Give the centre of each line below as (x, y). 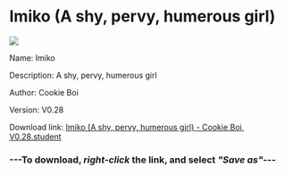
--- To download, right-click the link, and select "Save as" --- (143, 160)
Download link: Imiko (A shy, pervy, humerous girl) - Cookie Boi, (127, 127)
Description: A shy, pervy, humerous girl (84, 75)
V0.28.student (35, 137)
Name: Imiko (32, 58)
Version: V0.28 (37, 110)
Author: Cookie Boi (44, 92)
